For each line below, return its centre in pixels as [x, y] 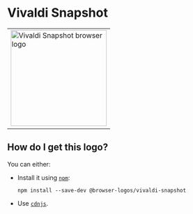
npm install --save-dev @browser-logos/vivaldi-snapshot [102, 190]
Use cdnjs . [33, 203]
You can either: [29, 164]
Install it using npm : [44, 177]
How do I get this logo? [58, 147]
